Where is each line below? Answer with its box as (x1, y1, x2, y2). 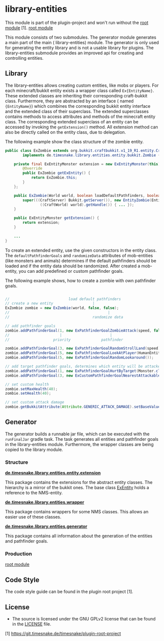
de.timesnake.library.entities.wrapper (5, 499, 84, 505)
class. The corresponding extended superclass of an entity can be (5, 119, 139, 124)
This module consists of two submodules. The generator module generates (5, 34, 157, 40)
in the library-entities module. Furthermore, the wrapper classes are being (5, 441, 154, 447)
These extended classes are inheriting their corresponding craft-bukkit (5, 93, 147, 98)
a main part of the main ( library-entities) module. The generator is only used (5, 39, 159, 45)
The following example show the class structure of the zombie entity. (5, 139, 144, 144)
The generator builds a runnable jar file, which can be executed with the (5, 431, 150, 437)
